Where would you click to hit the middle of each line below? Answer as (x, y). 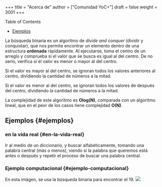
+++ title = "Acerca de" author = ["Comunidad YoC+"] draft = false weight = (81, 7)
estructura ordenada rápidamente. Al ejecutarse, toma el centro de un (75, 51)
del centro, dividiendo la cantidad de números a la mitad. (62, 91)
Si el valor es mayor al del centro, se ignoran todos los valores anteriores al (80, 71)
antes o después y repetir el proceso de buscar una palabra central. (73, 155)
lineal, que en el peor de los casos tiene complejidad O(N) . (64, 105)
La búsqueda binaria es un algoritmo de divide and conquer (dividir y (74, 41)
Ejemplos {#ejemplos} (39, 121)
